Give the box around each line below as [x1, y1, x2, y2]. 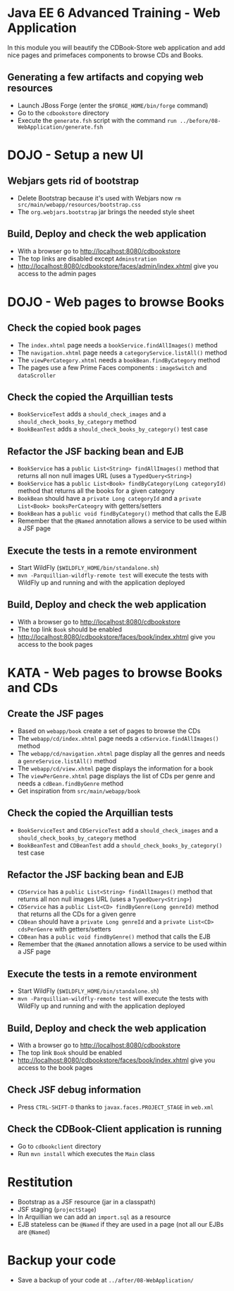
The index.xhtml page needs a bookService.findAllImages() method [17, 340, 218, 349]
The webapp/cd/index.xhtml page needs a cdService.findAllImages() [17, 734, 220, 742]
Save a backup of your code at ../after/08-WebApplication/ [17, 1275, 194, 1284]
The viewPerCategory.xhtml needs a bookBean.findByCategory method [17, 355, 221, 364]
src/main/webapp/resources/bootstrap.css [17, 201, 141, 208]
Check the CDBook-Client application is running [7, 1123, 222, 1135]
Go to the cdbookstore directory [17, 108, 109, 117]
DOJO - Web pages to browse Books [7, 294, 225, 310]
